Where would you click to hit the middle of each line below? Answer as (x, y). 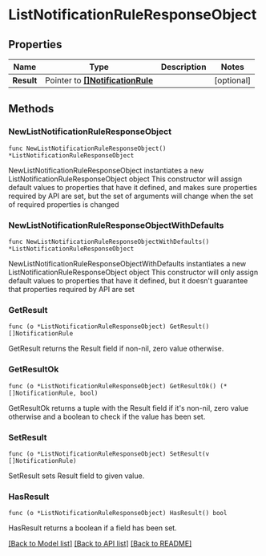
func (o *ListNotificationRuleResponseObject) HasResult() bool (118, 513)
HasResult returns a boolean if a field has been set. (93, 528)
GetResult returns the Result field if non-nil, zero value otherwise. (116, 349)
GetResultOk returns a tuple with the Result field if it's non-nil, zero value (129, 408)
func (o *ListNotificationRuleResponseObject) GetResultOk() (113, 386)
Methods (31, 109)
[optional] (232, 80)
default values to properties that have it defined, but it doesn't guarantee (128, 280)
